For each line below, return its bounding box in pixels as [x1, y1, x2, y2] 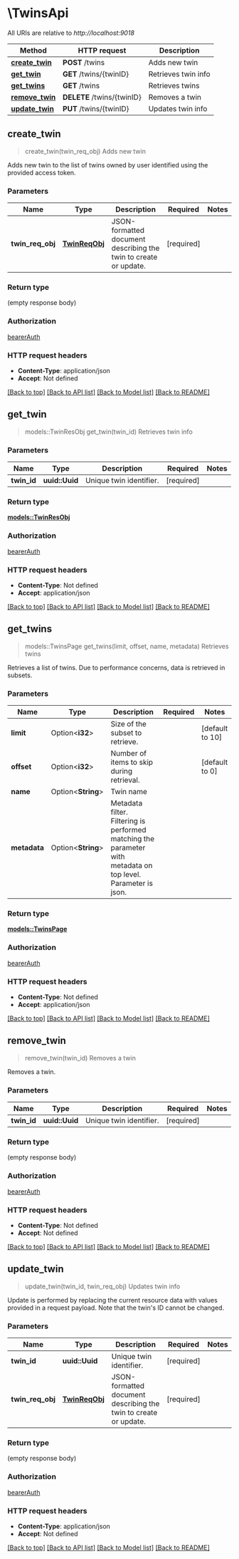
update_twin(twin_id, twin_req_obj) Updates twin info [24, 1282, 181, 1291]
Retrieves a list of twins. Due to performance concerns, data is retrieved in [7, 663, 225, 672]
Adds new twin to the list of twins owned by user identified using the [7, 160, 208, 169]
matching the [110, 834, 155, 844]
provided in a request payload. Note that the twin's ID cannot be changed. [7, 1303, 225, 1312]
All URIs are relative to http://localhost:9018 [7, 28, 135, 37]
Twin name [110, 787, 148, 797]
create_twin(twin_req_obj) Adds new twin [24, 147, 146, 155]
